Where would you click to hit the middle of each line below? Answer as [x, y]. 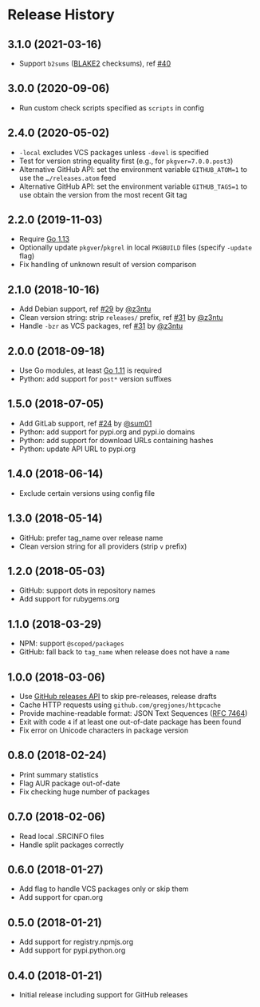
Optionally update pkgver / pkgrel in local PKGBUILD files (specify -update [136, 248]
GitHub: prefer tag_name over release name [91, 537]
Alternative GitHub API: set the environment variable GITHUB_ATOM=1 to [133, 169]
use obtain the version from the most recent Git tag [103, 194]
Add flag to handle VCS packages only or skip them [104, 889]
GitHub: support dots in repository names [87, 590]
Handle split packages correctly [71, 845]
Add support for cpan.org [61, 897]
